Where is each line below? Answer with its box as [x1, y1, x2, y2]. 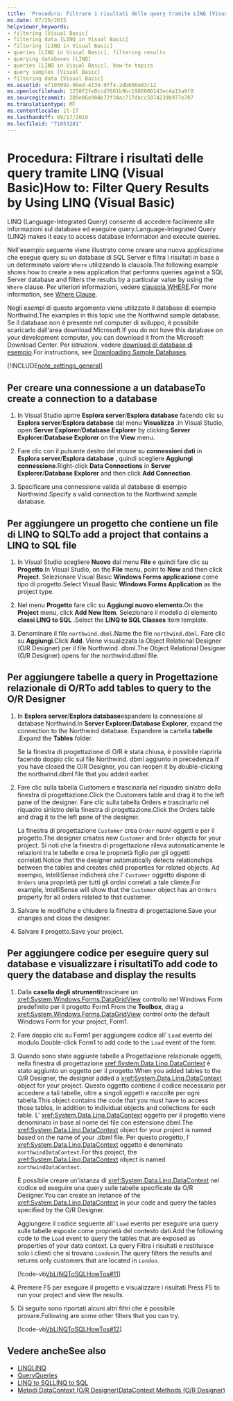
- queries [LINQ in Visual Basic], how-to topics [7, 62, 154, 69]
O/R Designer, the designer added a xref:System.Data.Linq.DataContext [17, 1074, 222, 1082]
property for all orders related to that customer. [17, 893, 153, 901]
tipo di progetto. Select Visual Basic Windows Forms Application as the [17, 580, 222, 588]
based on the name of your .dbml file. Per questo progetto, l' [17, 1133, 191, 1141]
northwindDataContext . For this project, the [17, 1148, 137, 1156]
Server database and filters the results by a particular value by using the [7, 276, 214, 284]
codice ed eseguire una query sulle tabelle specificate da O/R [17, 1183, 193, 1191]
